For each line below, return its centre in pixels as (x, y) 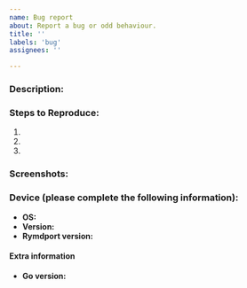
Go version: (44, 276)
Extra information (42, 256)
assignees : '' (36, 51)
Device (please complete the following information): (124, 198)
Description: (36, 90)
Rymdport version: (57, 236)
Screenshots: (39, 174)
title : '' (28, 34)
